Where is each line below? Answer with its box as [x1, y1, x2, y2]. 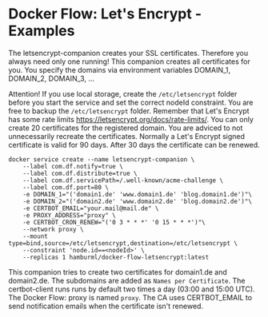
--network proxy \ [22, 225, 84, 233]
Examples [8, 22, 75, 40]
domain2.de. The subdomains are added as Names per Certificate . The [8, 275, 246, 285]
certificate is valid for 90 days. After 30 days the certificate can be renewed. [8, 140, 260, 149]
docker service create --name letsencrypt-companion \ [8, 155, 195, 164]
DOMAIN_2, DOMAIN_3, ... [8, 73, 94, 83]
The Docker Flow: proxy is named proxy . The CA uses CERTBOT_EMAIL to [8, 292, 253, 302]
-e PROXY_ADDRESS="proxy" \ [22, 211, 116, 220]
